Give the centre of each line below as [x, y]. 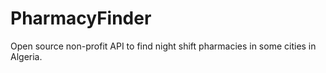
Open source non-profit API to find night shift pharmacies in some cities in [163, 46]
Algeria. [26, 56]
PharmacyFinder [81, 18]
